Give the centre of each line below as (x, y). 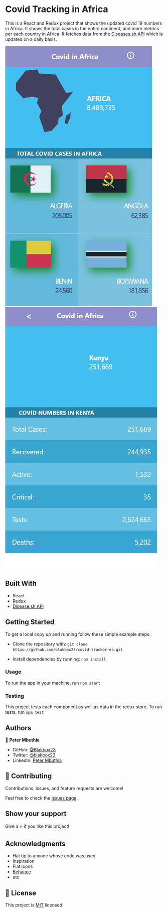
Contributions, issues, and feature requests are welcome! (64, 788)
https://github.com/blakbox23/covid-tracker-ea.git (67, 649)
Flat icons (23, 866)
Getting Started (30, 622)
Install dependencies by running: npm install (59, 659)
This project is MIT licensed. (34, 905)
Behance (22, 872)
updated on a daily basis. (31, 39)
